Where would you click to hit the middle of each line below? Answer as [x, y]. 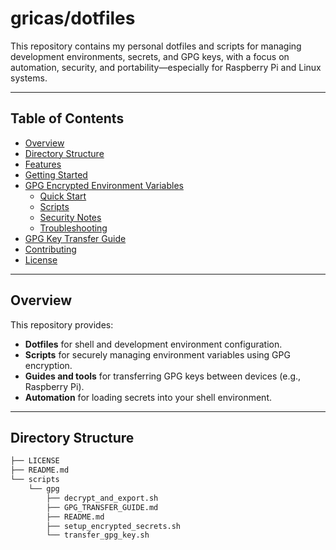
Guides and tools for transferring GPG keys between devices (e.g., [163, 376]
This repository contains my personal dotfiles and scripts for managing [156, 46]
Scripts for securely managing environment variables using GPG [157, 354]
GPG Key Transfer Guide [75, 238]
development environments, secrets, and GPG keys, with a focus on [150, 56]
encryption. [48, 365]
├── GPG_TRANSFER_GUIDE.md [102, 507]
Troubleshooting [73, 228]
